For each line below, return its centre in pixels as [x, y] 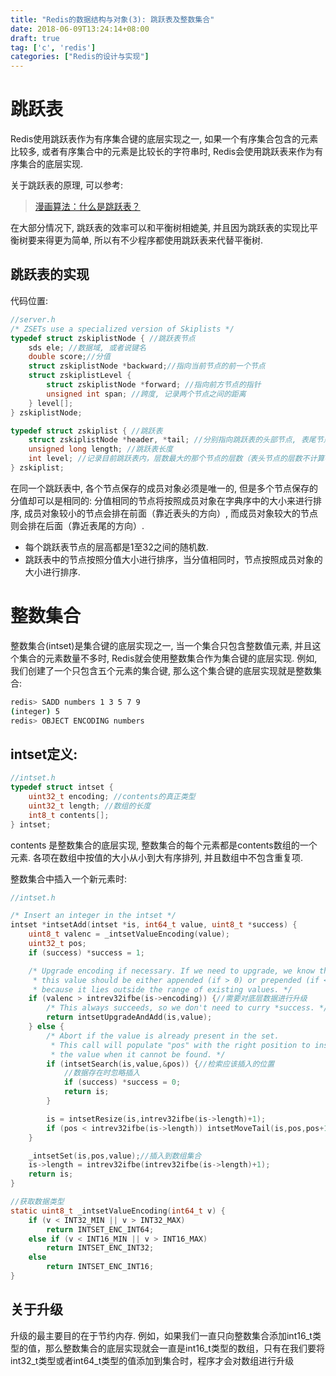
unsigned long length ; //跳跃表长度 [100, 449]
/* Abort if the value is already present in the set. [163, 1036]
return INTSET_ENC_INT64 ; [100, 1229]
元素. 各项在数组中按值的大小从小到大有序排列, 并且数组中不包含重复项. [156, 857]
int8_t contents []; [69, 815]
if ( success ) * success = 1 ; [86, 952]
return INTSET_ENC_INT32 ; [100, 1248]
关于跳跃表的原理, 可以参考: [67, 185]
